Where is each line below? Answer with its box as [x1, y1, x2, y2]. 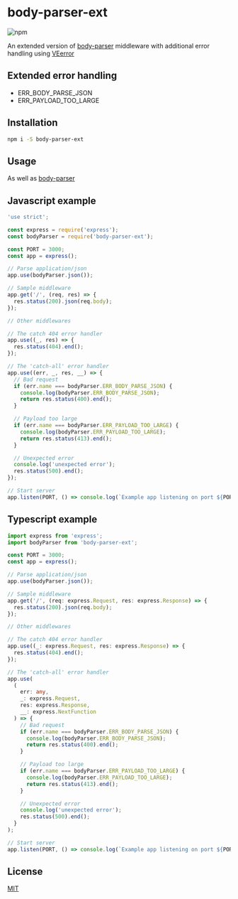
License [7, 866, 43, 878]
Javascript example [7, 195, 97, 207]
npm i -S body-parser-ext [7, 136, 84, 143]
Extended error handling [7, 70, 118, 82]
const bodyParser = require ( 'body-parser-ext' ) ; [7, 232, 154, 240]
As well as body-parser [7, 174, 76, 183]
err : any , [20, 689, 50, 696]
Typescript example [7, 513, 98, 526]
